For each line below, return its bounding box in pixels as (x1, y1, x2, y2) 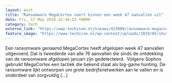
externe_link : (5, 26, 36, 32)
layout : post (5, 7, 33, 13)
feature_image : (5, 31, 38, 36)
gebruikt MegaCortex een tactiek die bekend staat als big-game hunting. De (5, 62, 166, 67)
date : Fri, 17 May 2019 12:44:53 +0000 (5, 17, 91, 22)
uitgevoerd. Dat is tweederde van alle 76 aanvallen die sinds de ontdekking (5, 50, 163, 57)
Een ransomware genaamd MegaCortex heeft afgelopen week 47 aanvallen (5, 45, 165, 51)
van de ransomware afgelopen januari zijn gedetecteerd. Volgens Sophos (5, 56, 162, 62)
